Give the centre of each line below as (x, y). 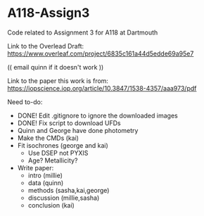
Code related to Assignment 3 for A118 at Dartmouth (83, 32)
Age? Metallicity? (53, 160)
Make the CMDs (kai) (48, 138)
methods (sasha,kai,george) (69, 190)
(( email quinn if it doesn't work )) (56, 67)
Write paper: (36, 167)
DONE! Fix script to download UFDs (69, 123)
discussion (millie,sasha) (64, 198)
